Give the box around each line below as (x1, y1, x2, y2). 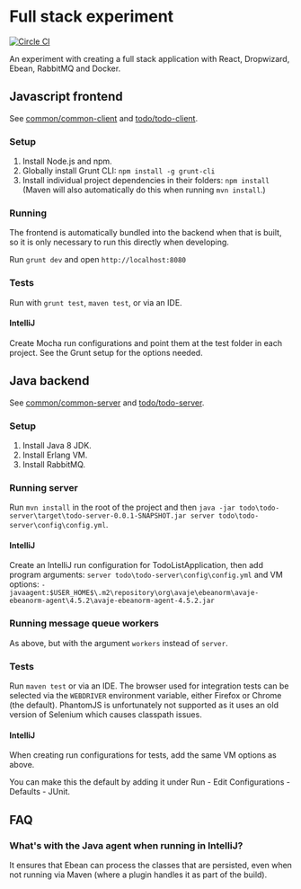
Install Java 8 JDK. (22, 440, 92, 450)
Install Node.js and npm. (22, 156, 112, 167)
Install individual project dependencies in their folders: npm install (22, 175, 270, 186)
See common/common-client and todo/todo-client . (9, 112, 199, 123)
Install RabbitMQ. (22, 458, 86, 469)
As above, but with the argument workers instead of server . (9, 637, 228, 648)
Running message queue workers (9, 618, 159, 630)
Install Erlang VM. (22, 449, 88, 460)
